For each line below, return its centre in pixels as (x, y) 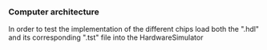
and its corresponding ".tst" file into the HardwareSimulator (106, 37)
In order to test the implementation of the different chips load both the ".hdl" (133, 29)
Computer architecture (54, 12)
